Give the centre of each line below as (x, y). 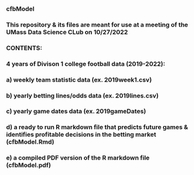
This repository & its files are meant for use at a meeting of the (97, 24)
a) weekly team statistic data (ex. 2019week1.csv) (79, 80)
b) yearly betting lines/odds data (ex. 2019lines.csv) (83, 95)
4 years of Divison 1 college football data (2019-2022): (86, 64)
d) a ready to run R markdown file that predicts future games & (97, 127)
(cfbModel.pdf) (29, 166)
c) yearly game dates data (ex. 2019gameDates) (76, 111)
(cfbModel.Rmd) (30, 142)
